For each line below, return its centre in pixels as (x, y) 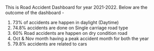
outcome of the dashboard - (35, 13)
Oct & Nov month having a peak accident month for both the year (81, 38)
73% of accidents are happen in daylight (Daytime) (66, 22)
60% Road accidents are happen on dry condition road (70, 33)
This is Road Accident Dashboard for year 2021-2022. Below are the (76, 7)
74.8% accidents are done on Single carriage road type (70, 28)
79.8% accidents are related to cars (50, 44)
